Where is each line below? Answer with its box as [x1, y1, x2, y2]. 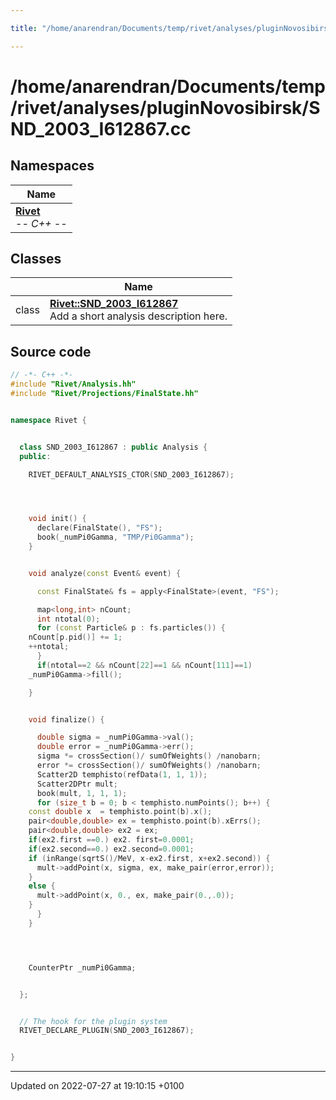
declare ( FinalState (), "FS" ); [36, 523, 163, 533]
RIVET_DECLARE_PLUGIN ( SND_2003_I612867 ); [19, 1026, 195, 1036]
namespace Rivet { [10, 415, 87, 425]
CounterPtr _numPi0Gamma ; [28, 962, 137, 973]
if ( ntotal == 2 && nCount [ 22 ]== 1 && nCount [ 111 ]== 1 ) [36, 660, 253, 670]
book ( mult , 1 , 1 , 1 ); [36, 788, 128, 798]
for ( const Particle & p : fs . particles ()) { [36, 623, 226, 633]
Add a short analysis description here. [49, 309, 228, 323]
